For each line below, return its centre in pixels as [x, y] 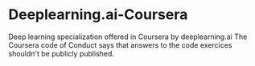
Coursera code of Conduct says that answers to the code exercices [120, 45]
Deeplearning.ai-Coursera [98, 15]
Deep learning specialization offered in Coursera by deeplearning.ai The [128, 37]
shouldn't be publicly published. [62, 53]
